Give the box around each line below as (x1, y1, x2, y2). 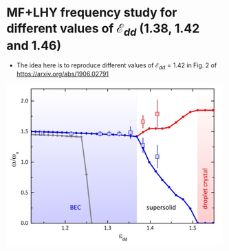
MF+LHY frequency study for (6, 5, 177, 21)
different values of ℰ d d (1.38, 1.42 (6, 21, 200, 39)
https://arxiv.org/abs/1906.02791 (16, 70, 109, 78)
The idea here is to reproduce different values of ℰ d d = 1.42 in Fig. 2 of (16, 61, 217, 71)
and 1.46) (6, 38, 62, 53)
